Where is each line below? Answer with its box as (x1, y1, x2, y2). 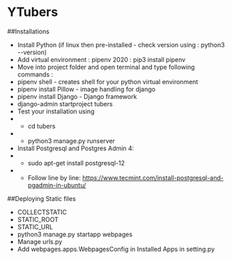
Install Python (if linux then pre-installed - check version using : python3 (17, 40, 225, 49)
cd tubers (27, 122, 56, 130)
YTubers (7, 4, 59, 20)
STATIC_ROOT (17, 215, 59, 223)
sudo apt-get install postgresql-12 (27, 159, 125, 167)
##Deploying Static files (7, 194, 77, 202)
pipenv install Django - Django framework (17, 92, 137, 101)
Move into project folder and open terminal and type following (17, 63, 195, 71)
